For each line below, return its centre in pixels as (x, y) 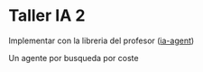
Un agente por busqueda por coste (74, 58)
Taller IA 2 (47, 16)
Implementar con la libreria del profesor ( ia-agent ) (101, 40)
